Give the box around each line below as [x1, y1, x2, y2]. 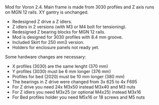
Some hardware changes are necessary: [5, 54, 87, 60]
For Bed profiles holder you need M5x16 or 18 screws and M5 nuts [12, 94, 145, 100]
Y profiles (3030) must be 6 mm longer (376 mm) [12, 69, 111, 74]
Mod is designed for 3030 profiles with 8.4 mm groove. [12, 34, 123, 40]
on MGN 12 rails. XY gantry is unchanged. [5, 9, 89, 15]
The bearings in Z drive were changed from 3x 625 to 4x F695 [12, 79, 138, 85]
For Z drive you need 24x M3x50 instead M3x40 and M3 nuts [12, 84, 136, 89]
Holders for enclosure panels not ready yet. [12, 45, 100, 50]
